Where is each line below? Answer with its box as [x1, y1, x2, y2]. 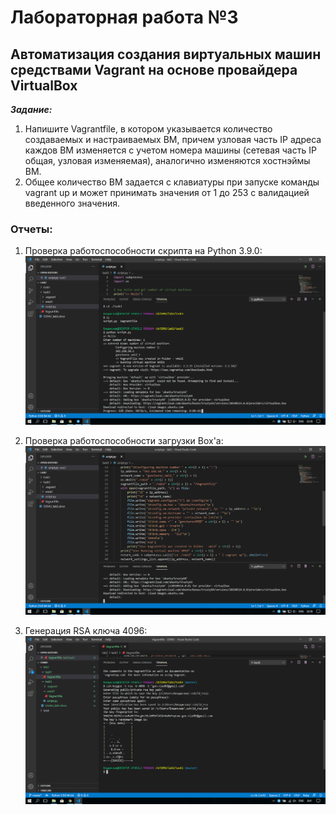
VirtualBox [10, 77, 78, 94]
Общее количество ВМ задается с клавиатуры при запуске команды [24, 176, 320, 188]
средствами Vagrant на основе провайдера [10, 61, 298, 78]
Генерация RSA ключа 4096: [24, 624, 148, 636]
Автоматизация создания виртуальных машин [10, 46, 322, 63]
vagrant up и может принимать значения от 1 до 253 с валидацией [24, 187, 310, 198]
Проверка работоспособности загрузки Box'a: [24, 434, 224, 446]
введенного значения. [24, 197, 120, 209]
